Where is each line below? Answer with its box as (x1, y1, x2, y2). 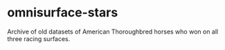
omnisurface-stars (7, 5, 118, 21)
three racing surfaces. (7, 34, 71, 42)
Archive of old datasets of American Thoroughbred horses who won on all (7, 27, 219, 36)
